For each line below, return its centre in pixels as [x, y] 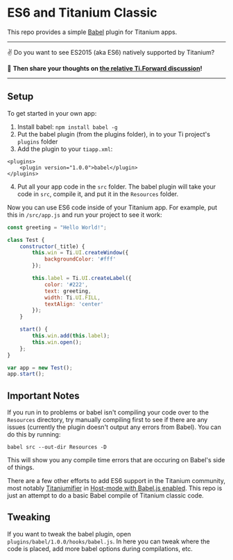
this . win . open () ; [57, 342]
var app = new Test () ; [40, 368]
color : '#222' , [66, 285]
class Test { [26, 240]
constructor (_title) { [52, 246]
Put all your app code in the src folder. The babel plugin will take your [116, 186]
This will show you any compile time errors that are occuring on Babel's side [116, 460]
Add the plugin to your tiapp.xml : [65, 149]
